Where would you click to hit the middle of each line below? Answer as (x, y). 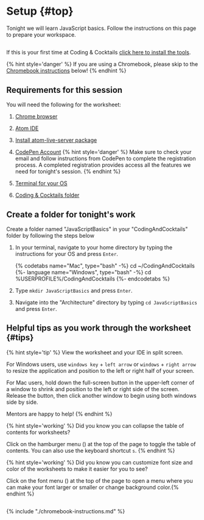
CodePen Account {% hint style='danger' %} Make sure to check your (103, 152)
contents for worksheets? (38, 432)
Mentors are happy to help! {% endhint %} (59, 414)
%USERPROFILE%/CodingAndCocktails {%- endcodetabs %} (93, 279)
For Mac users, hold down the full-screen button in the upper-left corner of (100, 383)
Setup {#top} (40, 11)
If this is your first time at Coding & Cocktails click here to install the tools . (99, 53)
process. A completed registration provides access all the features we (103, 165)
